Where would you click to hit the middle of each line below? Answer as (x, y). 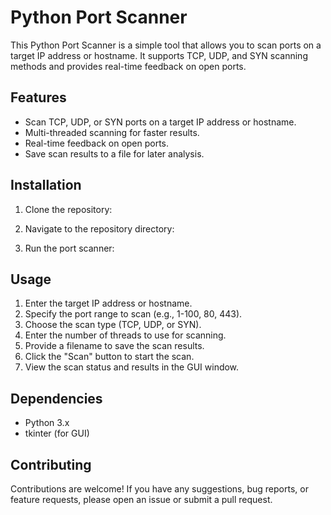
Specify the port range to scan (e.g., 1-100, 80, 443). (133, 314)
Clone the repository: (68, 209)
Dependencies (56, 398)
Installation (46, 185)
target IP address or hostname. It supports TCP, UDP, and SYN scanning (159, 55)
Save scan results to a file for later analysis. (114, 153)
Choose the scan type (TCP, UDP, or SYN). (113, 325)
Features (38, 97)
